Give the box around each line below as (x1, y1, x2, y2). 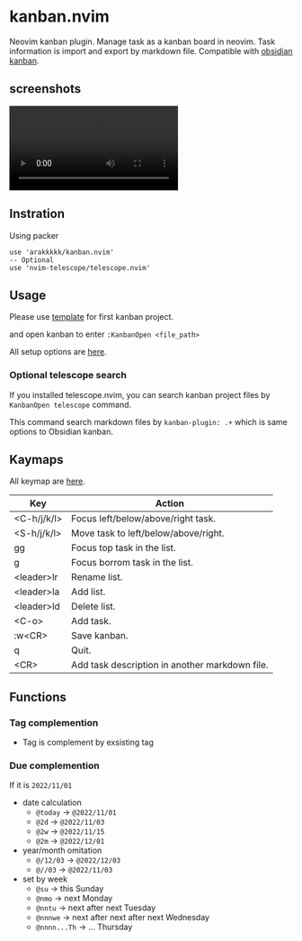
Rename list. (71, 571, 123, 584)
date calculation (22, 797, 83, 808)
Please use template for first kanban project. (9, 312, 173, 322)
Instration (9, 206, 66, 222)
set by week (22, 873, 68, 884)
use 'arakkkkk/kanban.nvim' (9, 248, 115, 257)
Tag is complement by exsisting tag (22, 737, 155, 748)
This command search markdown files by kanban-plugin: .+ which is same (9, 416, 288, 427)
